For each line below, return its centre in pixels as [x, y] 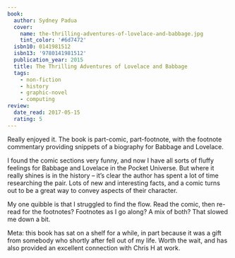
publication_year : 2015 [48, 60]
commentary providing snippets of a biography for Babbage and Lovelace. [115, 146]
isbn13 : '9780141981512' [50, 54]
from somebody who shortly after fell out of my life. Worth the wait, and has [117, 240]
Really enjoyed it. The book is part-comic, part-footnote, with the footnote [115, 139]
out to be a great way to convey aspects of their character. [92, 190]
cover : [23, 27]
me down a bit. [29, 219]
